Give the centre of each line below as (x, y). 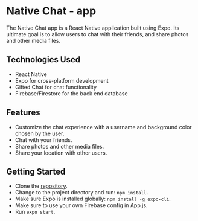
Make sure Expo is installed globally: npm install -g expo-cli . (93, 199)
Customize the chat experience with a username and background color (103, 127)
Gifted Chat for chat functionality (56, 87)
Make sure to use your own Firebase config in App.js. (81, 205)
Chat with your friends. (43, 139)
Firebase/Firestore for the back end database (71, 93)
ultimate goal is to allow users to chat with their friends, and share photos (97, 34)
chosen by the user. (40, 133)
